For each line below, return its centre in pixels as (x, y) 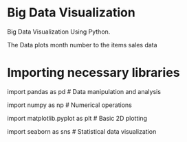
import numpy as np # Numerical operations (69, 105)
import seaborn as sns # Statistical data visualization (82, 131)
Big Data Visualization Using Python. (59, 32)
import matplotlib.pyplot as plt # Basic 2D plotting (77, 118)
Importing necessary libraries (93, 73)
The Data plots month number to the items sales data (82, 45)
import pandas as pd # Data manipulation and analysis (84, 91)
